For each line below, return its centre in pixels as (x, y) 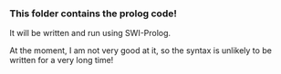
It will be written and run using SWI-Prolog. (90, 33)
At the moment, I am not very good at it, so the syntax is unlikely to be (140, 51)
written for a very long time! (62, 60)
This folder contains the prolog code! (94, 14)
